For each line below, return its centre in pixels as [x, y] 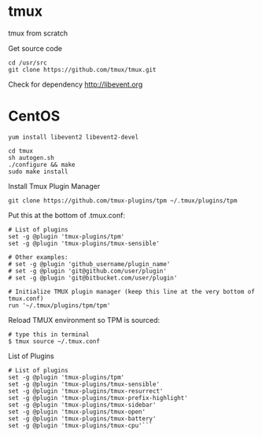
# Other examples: [38, 257]
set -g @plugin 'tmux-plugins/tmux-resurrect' [86, 391]
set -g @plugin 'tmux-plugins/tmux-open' [77, 412]
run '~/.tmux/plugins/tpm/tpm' [59, 306]
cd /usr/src [28, 63]
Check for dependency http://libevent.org [76, 84]
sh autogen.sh [31, 157]
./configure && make [42, 165]
